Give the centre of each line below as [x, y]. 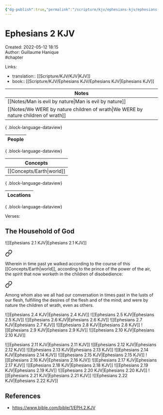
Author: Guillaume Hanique [32, 52]
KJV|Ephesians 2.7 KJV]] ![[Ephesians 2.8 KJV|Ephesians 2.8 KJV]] [73, 325]
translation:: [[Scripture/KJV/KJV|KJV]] [51, 76]
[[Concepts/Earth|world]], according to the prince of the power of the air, [78, 269]
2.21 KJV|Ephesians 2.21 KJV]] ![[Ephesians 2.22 [79, 376]
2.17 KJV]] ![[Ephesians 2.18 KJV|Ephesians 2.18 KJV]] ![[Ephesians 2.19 [77, 365]
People [16, 139]
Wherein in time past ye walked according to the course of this [68, 264]
